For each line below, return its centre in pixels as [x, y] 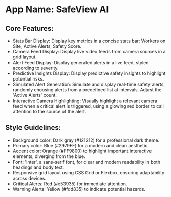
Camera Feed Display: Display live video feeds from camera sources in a [89, 52]
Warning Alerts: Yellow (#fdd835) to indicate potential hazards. [79, 189]
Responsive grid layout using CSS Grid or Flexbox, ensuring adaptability [89, 172]
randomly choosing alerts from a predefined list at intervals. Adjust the [87, 90]
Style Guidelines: [33, 127]
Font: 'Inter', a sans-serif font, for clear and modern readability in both [86, 162]
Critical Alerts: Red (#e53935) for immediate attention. [70, 184]
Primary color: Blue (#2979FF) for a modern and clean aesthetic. [81, 145]
